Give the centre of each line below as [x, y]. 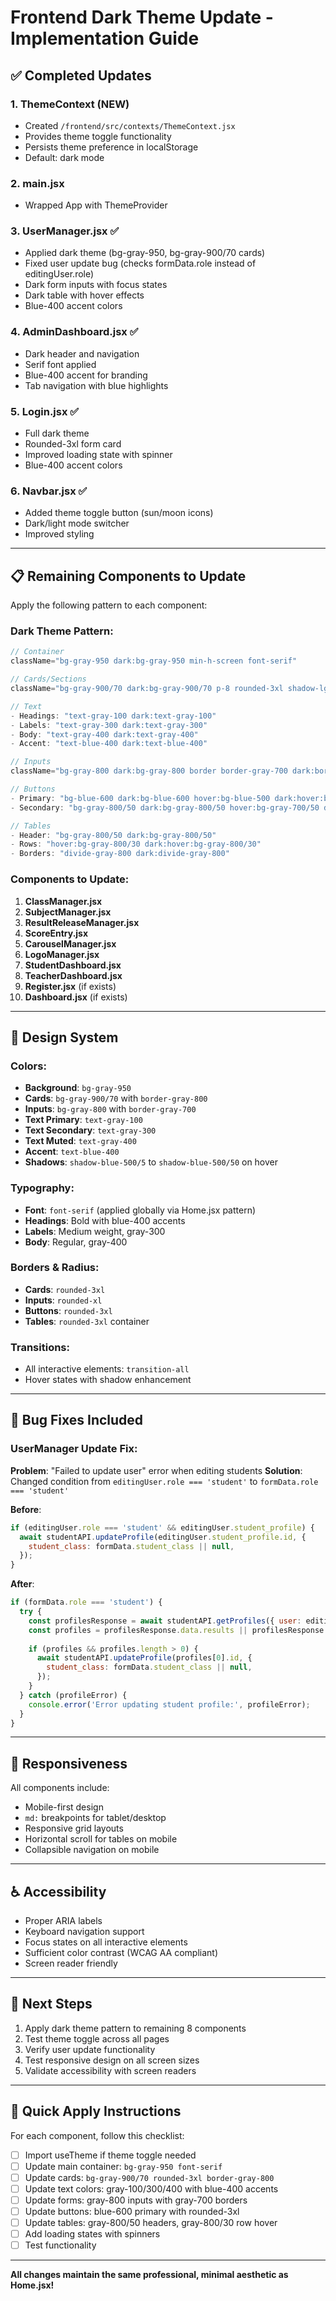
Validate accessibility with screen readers [110, 2070]
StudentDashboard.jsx [73, 965]
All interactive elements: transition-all [107, 1369]
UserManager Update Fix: [74, 1449]
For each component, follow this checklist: [97, 2135]
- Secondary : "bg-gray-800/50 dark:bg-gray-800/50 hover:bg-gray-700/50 [165, 807]
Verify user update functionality [90, 2049]
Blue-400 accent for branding [86, 375]
